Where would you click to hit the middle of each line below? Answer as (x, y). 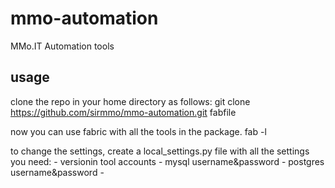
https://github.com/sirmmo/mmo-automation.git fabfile (123, 112)
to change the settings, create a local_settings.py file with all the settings (160, 151)
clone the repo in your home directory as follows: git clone (130, 101)
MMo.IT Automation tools (62, 46)
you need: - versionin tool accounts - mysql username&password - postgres (167, 161)
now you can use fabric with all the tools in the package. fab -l (138, 131)
